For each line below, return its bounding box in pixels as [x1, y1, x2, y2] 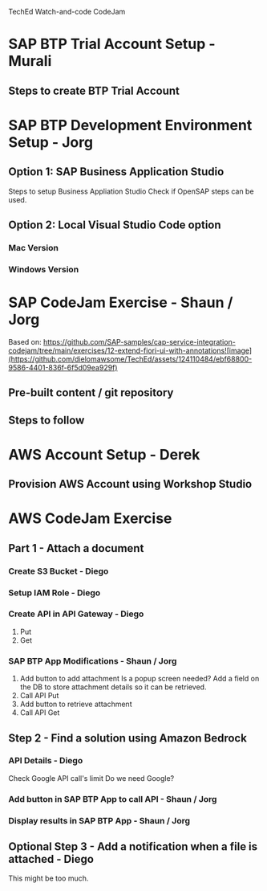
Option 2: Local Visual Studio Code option [8, 218, 222, 231]
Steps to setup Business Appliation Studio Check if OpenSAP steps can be [8, 186, 254, 196]
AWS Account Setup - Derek [8, 445, 200, 464]
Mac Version [8, 242, 59, 253]
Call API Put [19, 691, 59, 701]
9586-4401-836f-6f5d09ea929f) [8, 362, 118, 372]
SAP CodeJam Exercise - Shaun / [8, 293, 233, 312]
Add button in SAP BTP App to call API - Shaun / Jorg [8, 793, 217, 804]
